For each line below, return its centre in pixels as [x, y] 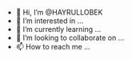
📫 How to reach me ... [53, 47]
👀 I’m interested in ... [50, 21]
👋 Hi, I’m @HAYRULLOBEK [59, 12]
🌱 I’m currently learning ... [58, 29]
